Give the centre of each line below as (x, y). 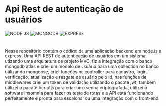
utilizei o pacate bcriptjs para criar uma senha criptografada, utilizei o (76, 88)
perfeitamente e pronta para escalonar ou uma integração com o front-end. (83, 98)
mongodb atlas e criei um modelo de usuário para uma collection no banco (82, 67)
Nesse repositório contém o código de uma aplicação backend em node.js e (83, 51)
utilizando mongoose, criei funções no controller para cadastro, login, (77, 72)
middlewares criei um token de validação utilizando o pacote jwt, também (80, 82)
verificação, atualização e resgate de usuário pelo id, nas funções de (76, 77)
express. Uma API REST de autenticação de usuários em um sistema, (76, 56)
